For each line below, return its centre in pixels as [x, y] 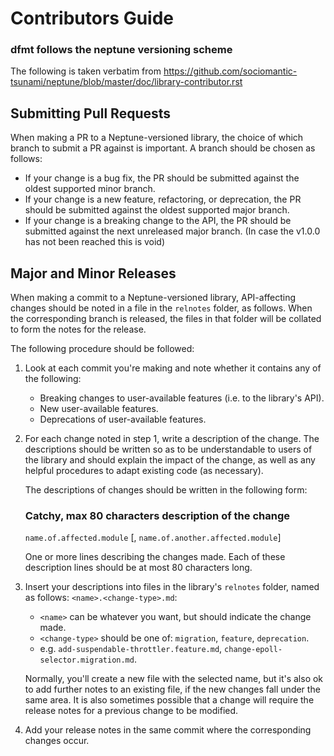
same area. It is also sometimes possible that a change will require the [169, 700]
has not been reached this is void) [95, 242]
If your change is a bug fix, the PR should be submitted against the [162, 178]
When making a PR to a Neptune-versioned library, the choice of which [157, 138]
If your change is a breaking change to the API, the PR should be [158, 221]
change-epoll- [253, 650]
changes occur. [57, 741]
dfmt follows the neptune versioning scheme [121, 50]
